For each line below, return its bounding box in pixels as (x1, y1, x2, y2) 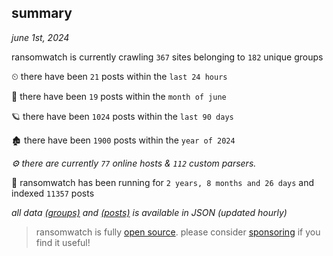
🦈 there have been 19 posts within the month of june (11, 90, 227, 102)
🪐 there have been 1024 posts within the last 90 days (11, 110, 234, 122)
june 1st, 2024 (11, 31, 70, 43)
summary (11, 5, 73, 22)
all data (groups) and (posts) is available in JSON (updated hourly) (11, 206, 288, 218)
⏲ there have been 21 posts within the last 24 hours (11, 70, 228, 82)
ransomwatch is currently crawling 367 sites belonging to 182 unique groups (11, 51, 324, 63)
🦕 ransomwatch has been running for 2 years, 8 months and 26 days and (11, 176, 315, 188)
